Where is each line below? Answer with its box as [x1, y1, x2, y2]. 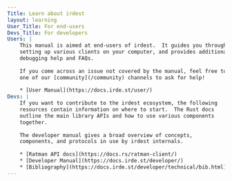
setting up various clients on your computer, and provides [19, 49, 196, 56]
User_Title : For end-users [7, 23, 85, 30]
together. [19, 118, 48, 126]
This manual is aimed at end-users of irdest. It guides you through [19, 42, 227, 49]
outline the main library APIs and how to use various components [19, 112, 215, 119]
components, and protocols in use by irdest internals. [19, 138, 184, 145]
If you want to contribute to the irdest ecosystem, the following [19, 100, 217, 107]
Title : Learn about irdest [7, 10, 85, 17]
